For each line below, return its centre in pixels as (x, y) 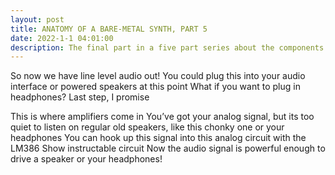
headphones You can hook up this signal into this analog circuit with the (158, 138)
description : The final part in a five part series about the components (167, 47)
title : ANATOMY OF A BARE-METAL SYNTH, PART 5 (109, 29)
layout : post (37, 19)
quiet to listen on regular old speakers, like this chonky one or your (147, 127)
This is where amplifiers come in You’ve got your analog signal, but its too (162, 117)
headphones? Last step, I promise (80, 97)
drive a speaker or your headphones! (86, 159)
